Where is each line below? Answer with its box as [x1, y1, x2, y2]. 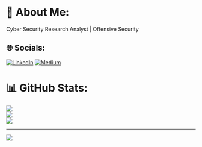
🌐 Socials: [6, 43, 46, 53]
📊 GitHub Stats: [6, 81, 88, 95]
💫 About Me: [6, 5, 70, 19]
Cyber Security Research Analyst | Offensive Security [6, 25, 139, 33]
